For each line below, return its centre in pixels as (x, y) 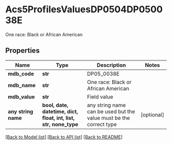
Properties (23, 50)
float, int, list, (59, 118)
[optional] (152, 115)
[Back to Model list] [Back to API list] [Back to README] (64, 137)
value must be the (109, 118)
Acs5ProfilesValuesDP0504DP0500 (84, 9)
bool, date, (55, 105)
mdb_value (21, 97)
